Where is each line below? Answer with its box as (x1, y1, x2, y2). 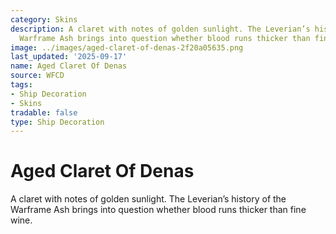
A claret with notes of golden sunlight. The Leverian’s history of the (10, 193, 287, 205)
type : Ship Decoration (10, 117, 105, 127)
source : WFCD (10, 71, 65, 81)
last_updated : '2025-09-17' (10, 52, 128, 62)
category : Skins (10, 14, 78, 25)
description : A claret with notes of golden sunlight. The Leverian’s (10, 24, 311, 34)
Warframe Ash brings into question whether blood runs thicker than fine (10, 204, 307, 216)
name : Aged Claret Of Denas (10, 61, 128, 71)
